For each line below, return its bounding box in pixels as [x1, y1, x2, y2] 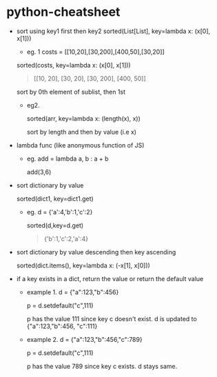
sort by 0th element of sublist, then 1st [16, 88, 125, 96]
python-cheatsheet [6, 4, 121, 20]
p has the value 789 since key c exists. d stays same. [26, 362, 178, 370]
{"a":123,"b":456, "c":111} [26, 322, 98, 330]
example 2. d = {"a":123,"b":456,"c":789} [26, 335, 143, 343]
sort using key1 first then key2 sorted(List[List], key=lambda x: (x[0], [16, 27, 211, 35]
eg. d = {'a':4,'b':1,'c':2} [26, 207, 93, 216]
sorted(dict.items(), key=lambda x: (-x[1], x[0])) [16, 261, 151, 269]
